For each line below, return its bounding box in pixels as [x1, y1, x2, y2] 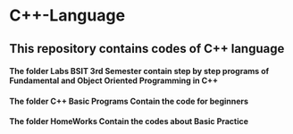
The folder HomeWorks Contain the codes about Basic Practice [9, 116, 248, 127]
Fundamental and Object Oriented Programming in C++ [9, 75, 219, 86]
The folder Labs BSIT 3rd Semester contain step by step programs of [9, 66, 270, 77]
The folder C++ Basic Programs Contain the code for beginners [9, 96, 248, 106]
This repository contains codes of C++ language [9, 41, 285, 56]
